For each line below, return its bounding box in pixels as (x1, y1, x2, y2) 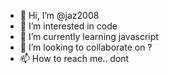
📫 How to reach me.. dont (19, 53, 130, 64)
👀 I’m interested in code (19, 20, 118, 32)
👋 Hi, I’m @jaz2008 (19, 10, 100, 21)
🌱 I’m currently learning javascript (19, 31, 159, 42)
